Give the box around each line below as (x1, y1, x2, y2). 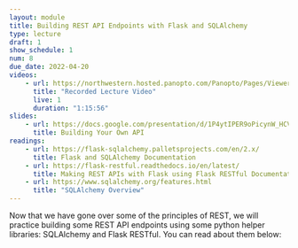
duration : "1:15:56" (32, 104, 109, 112)
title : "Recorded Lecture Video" (32, 87, 157, 96)
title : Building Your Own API (32, 128, 145, 137)
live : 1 (32, 95, 62, 105)
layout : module (9, 12, 66, 22)
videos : (9, 71, 38, 80)
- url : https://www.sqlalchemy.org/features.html (25, 178, 213, 187)
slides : (9, 112, 38, 120)
